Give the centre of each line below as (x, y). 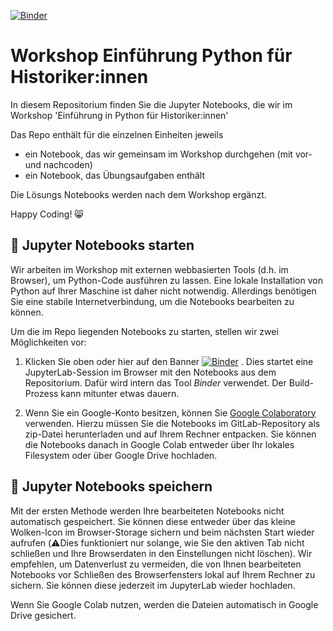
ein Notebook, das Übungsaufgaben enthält (115, 175)
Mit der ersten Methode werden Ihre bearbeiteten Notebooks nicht (147, 511)
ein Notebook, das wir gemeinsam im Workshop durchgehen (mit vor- (168, 154)
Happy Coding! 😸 (47, 214)
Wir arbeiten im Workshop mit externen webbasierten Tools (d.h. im (149, 269)
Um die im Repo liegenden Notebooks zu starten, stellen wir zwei (144, 331)
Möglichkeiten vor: (48, 342)
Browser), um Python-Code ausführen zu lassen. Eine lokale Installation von (166, 280)
